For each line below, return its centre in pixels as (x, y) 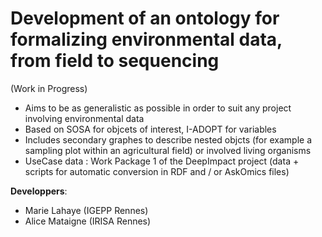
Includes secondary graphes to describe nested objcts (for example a (168, 139)
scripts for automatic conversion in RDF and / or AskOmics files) (157, 171)
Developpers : (39, 191)
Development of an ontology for (145, 18)
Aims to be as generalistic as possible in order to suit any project (158, 108)
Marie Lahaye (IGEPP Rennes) (86, 210)
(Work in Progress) (49, 88)
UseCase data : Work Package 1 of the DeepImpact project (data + (162, 161)
